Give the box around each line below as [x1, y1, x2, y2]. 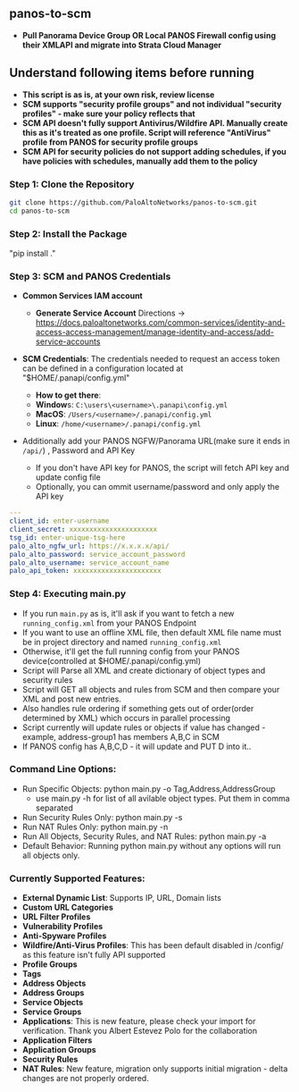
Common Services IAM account [21, 290, 143, 301]
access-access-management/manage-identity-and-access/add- [35, 327, 275, 338]
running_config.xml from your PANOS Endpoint [21, 617, 197, 628]
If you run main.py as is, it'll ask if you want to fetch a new [21, 608, 235, 618]
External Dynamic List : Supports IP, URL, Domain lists [21, 893, 221, 903]
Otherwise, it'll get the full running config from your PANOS [21, 646, 240, 657]
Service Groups [21, 1006, 82, 1017]
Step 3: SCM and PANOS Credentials [9, 270, 171, 282]
